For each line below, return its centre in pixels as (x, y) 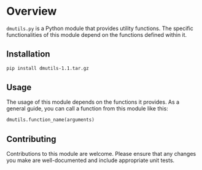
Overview (32, 11)
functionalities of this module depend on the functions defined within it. (97, 34)
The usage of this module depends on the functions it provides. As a (93, 102)
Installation (28, 54)
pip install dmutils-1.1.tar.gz (48, 68)
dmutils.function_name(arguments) (51, 120)
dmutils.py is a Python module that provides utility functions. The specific (100, 28)
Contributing (31, 139)
